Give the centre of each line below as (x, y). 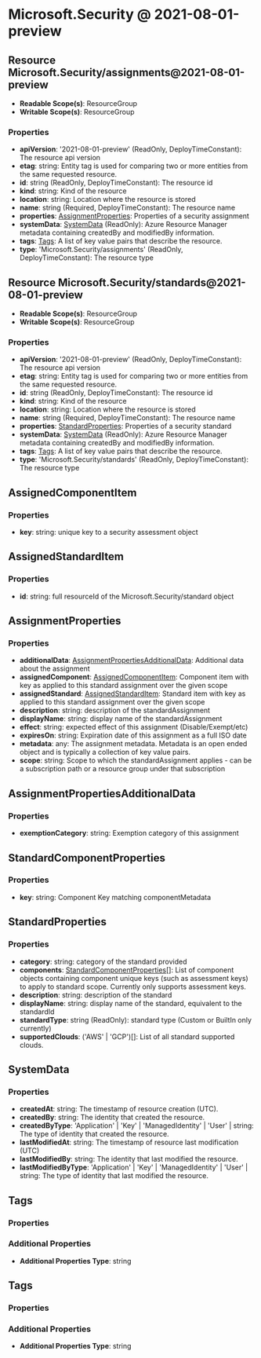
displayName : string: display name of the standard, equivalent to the (130, 1003)
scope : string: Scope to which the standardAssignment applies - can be (136, 760)
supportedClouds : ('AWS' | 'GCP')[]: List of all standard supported (127, 1036)
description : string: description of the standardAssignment (114, 710)
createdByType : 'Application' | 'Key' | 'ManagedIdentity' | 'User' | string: (137, 1126)
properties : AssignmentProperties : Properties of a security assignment (134, 216)
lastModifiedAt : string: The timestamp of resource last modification (129, 1142)
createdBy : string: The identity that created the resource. (112, 1118)
